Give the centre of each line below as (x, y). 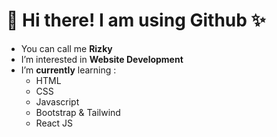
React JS (54, 123)
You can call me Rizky (66, 48)
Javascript (57, 101)
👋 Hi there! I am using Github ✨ (136, 20)
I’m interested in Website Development (102, 59)
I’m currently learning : (68, 70)
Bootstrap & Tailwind (78, 112)
